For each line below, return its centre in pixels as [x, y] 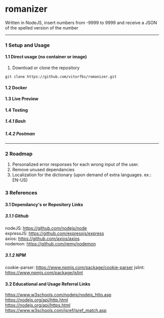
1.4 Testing [17, 110]
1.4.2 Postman [20, 133]
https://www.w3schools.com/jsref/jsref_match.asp [56, 311]
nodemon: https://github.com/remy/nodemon [51, 243]
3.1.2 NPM [15, 255]
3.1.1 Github [17, 216]
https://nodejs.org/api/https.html [38, 305]
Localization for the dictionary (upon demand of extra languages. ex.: [82, 175]
